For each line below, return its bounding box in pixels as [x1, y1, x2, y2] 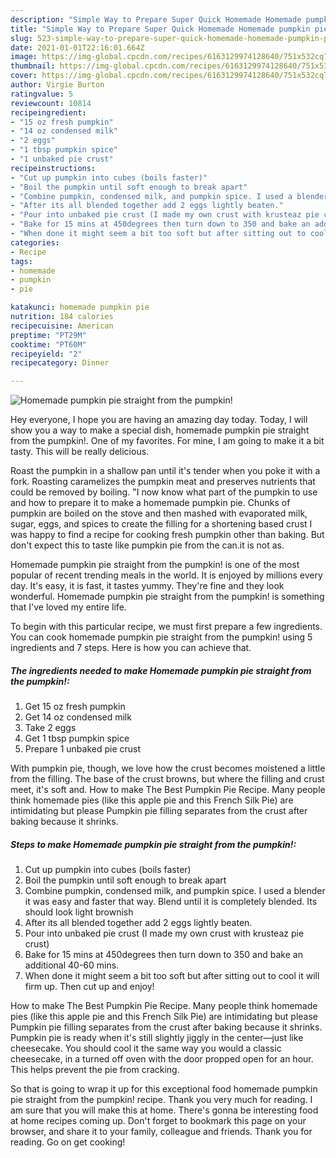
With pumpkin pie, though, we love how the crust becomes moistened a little [10, 762, 326, 775]
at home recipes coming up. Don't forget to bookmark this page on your [10, 1115, 307, 1127]
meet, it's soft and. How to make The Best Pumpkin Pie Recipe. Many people [10, 784, 326, 796]
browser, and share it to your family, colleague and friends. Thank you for [10, 1126, 313, 1138]
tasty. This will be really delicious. [10, 446, 150, 458]
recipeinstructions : [10, 163, 97, 173]
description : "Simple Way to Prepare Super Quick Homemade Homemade [10, 14, 302, 25]
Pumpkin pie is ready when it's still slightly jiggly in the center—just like [10, 1032, 304, 1044]
